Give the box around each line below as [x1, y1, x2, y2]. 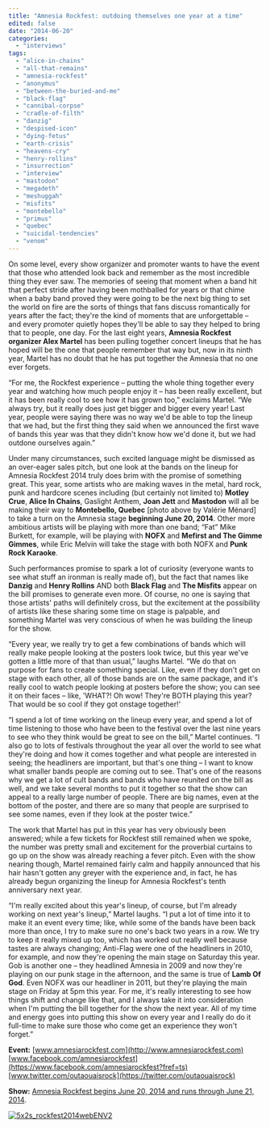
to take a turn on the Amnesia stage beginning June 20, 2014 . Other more [8, 514, 255, 523]
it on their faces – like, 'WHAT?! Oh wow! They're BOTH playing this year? [8, 690, 252, 700]
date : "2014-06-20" [8, 27, 74, 35]
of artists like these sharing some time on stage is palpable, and [8, 606, 220, 616]
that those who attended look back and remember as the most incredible [8, 267, 250, 277]
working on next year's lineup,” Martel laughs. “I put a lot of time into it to [8, 909, 251, 919]
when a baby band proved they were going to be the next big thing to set [8, 293, 251, 303]
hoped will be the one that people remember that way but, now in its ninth [8, 345, 254, 354]
